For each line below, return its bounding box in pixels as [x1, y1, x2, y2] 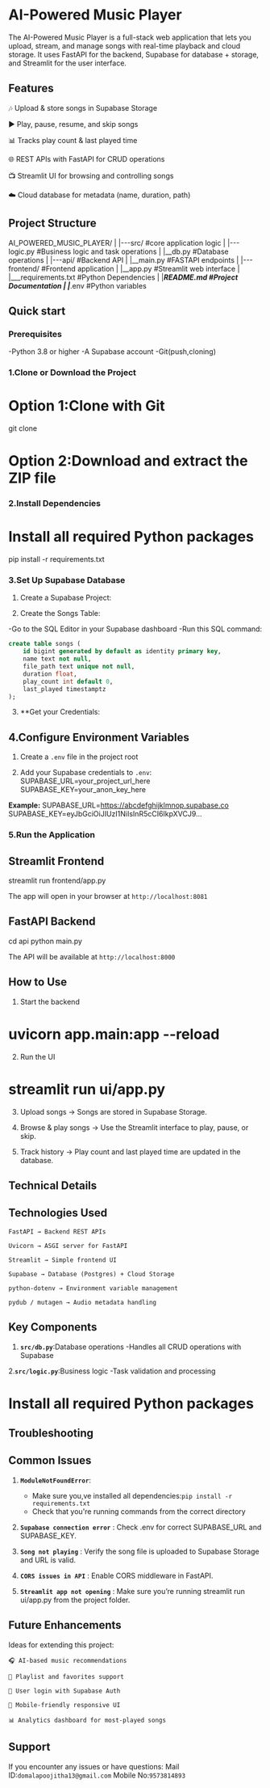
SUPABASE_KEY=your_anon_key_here [19, 785, 147, 795]
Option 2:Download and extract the [8, 452, 248, 470]
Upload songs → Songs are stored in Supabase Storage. [19, 1107, 208, 1116]
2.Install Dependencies [8, 498, 102, 509]
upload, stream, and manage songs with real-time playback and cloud [8, 40, 241, 50]
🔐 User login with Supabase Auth [8, 1687, 121, 1695]
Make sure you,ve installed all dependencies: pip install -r [31, 1491, 232, 1500]
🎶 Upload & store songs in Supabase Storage [8, 103, 158, 112]
